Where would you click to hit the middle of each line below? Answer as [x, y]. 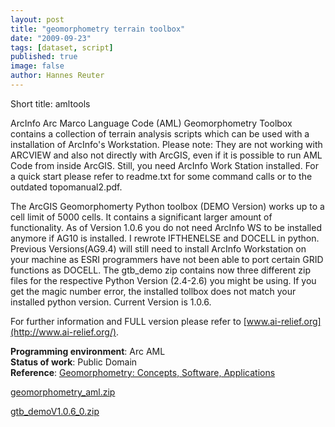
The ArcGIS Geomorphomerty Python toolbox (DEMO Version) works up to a [167, 206]
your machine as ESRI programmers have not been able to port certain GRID [167, 259]
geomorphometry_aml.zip [63, 392]
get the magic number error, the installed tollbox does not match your [153, 291]
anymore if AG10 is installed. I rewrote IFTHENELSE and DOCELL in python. [165, 238]
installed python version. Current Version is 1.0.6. [111, 302]
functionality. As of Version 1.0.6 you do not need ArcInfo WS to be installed [166, 227]
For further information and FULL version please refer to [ [128, 321]
